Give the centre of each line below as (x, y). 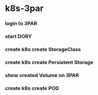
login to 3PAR (21, 24)
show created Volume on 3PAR (42, 75)
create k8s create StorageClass (43, 49)
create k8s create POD (32, 88)
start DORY (19, 37)
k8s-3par (24, 8)
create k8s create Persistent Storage (49, 62)
